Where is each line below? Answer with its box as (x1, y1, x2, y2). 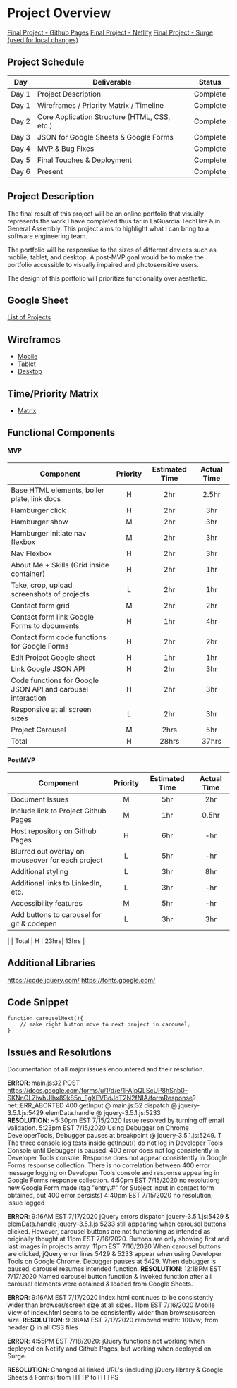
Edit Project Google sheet (11, 652, 95, 662)
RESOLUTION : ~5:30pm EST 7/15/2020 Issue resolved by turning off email (7, 1116, 224, 1125)
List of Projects (7, 313, 51, 321)
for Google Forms (11, 641, 69, 651)
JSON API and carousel (11, 684, 89, 694)
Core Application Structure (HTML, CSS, (37, 111, 171, 121)
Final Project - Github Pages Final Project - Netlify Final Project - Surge (7, 28, 214, 37)
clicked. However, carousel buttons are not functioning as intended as (7, 1227, 211, 1236)
